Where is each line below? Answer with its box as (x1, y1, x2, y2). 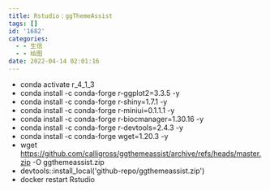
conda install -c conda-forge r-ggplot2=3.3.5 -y (19, 88, 180, 98)
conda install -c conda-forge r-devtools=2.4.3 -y (19, 123, 184, 132)
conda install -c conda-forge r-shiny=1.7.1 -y (19, 97, 168, 106)
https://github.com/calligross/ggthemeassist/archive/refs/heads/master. (19, 148, 262, 158)
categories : (8, 34, 49, 43)
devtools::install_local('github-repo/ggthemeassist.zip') (19, 166, 205, 176)
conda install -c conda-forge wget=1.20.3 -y (19, 131, 169, 141)
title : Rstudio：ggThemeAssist (8, 11, 114, 20)
